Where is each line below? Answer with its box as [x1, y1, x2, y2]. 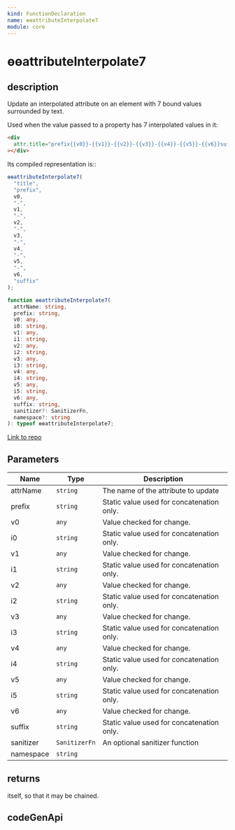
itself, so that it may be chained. [7, 792, 99, 800]
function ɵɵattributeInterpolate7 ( [7, 297, 111, 304]
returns [7, 773, 41, 785]
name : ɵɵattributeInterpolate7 [7, 17, 99, 24]
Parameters [7, 453, 59, 465]
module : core [7, 23, 45, 30]
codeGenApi [7, 812, 63, 824]
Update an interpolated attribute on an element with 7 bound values [7, 99, 202, 108]
